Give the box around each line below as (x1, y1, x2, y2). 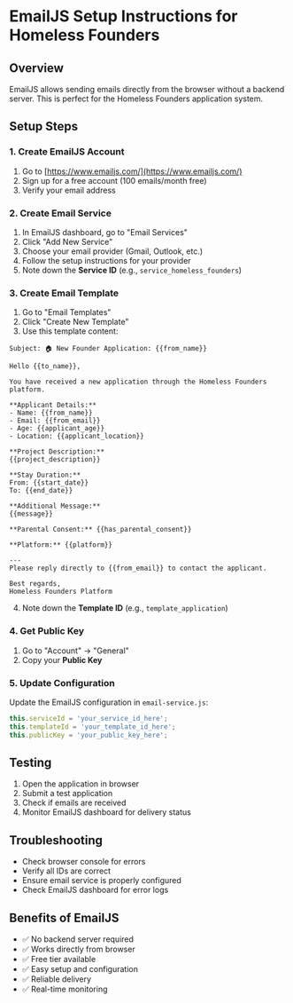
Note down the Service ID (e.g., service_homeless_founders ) (21, 265, 242, 275)
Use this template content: (21, 326, 119, 336)
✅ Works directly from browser (21, 944, 135, 954)
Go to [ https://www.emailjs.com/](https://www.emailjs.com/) (21, 166, 243, 177)
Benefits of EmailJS (9, 910, 120, 925)
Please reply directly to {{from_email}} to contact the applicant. (9, 564, 267, 573)
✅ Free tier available (21, 953, 96, 964)
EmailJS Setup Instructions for (9, 6, 238, 27)
